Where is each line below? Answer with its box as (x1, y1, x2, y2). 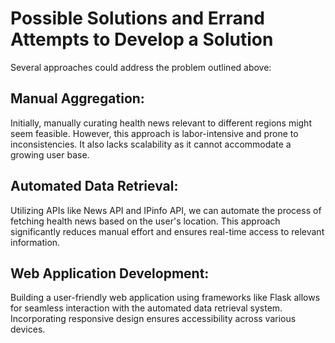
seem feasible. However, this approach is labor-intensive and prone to (10, 127, 299, 139)
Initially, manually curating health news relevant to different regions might (10, 117, 312, 129)
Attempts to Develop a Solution (10, 28, 274, 51)
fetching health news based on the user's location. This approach (10, 215, 281, 227)
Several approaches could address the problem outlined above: (10, 61, 272, 73)
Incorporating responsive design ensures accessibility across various (10, 313, 297, 325)
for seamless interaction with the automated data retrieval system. (10, 302, 283, 314)
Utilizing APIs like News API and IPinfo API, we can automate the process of (10, 204, 322, 216)
